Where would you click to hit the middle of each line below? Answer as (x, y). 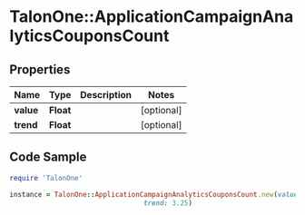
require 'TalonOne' (46, 178)
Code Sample (48, 157)
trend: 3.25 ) (168, 203)
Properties (40, 69)
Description (106, 95)
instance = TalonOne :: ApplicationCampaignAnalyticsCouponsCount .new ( (144, 194)
